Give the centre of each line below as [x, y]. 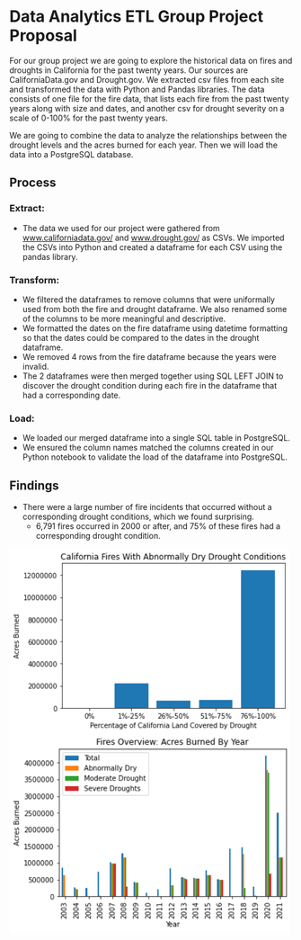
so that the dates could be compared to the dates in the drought [141, 337]
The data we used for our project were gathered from [121, 228]
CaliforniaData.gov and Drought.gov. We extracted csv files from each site [147, 79]
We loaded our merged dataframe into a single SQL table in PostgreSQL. [156, 438]
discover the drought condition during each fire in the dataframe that [150, 385]
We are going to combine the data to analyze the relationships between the [148, 135]
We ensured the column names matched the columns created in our [148, 448]
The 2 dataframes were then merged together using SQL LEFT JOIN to [153, 376]
